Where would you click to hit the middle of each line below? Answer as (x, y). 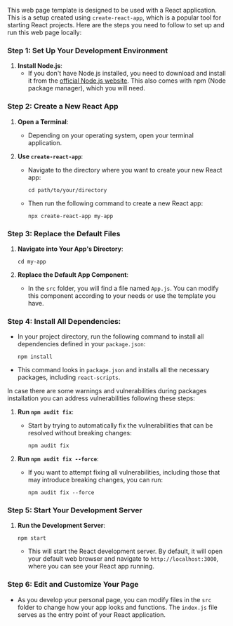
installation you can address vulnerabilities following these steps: (101, 398)
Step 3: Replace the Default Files (64, 233)
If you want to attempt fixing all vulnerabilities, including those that (124, 472)
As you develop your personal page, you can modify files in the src (114, 599)
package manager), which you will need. (87, 88)
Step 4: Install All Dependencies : (64, 321)
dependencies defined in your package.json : (81, 344)
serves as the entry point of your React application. (92, 614)
